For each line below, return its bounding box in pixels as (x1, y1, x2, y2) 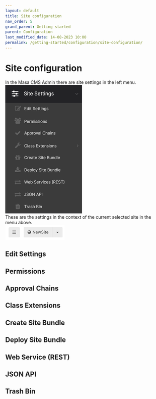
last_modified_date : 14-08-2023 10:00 (5, 35, 87, 40)
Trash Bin (5, 387, 36, 396)
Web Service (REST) (5, 353, 70, 361)
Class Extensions (5, 301, 61, 310)
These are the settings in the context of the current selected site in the (5, 214, 151, 220)
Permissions (5, 267, 45, 275)
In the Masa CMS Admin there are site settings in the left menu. (5, 79, 136, 85)
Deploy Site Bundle (5, 336, 66, 344)
